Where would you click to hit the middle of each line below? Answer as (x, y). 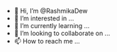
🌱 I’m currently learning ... (52, 26)
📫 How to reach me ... (47, 41)
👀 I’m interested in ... (44, 18)
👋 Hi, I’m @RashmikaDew (51, 11)
